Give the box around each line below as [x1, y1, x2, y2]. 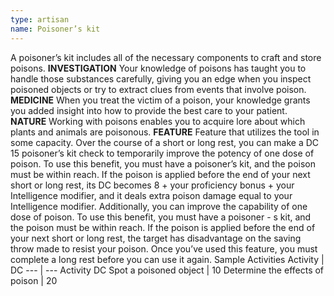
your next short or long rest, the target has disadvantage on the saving [10, 232, 302, 244]
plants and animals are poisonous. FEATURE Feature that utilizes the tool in [10, 126, 320, 138]
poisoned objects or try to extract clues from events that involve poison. [10, 83, 307, 95]
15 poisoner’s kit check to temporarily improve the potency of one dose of [10, 147, 315, 159]
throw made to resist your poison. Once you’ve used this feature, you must [10, 242, 318, 255]
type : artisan [10, 14, 70, 25]
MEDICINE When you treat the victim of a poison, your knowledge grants [10, 94, 311, 106]
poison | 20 [10, 274, 58, 286]
